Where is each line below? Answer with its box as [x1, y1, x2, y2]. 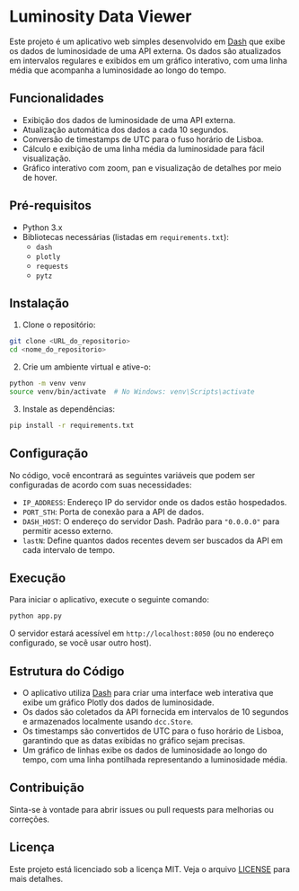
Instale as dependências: [22, 403, 115, 414]
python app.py [9, 611, 63, 621]
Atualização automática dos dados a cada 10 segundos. [22, 124, 229, 135]
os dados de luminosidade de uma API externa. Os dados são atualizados [9, 45, 281, 56]
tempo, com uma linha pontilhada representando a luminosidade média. [22, 754, 288, 765]
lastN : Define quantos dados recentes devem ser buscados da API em [22, 535, 284, 546]
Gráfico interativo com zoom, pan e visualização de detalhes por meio [22, 162, 282, 173]
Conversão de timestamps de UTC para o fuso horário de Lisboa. [22, 133, 264, 145]
